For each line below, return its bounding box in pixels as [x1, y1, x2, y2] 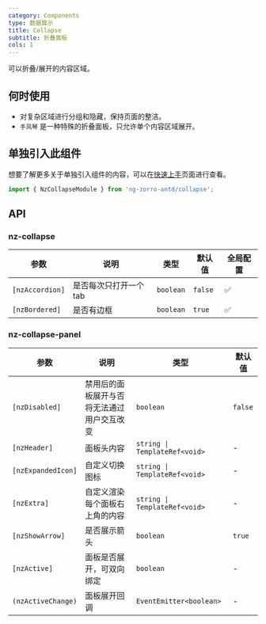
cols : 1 [8, 41, 34, 49]
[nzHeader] [12, 443, 53, 452]
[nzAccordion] [12, 286, 66, 295]
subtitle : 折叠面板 [8, 33, 68, 42]
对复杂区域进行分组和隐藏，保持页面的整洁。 [19, 112, 166, 121]
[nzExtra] [12, 498, 49, 508]
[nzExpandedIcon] [12, 466, 78, 475]
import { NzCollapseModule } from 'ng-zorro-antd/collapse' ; [8, 185, 215, 193]
